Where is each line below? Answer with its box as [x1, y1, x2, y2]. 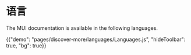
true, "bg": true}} [6, 42, 47, 49]
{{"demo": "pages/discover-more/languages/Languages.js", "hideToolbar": [6, 36, 186, 43]
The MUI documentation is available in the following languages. [6, 24, 158, 32]
